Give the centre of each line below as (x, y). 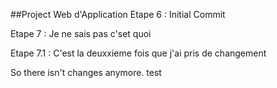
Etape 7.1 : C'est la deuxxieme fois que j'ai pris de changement (138, 53)
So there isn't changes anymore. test (86, 72)
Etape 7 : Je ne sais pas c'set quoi (81, 33)
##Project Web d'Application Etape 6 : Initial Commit (118, 14)
